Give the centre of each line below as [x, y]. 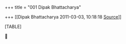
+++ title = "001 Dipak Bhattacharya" [43, 7]
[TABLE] [13, 26]
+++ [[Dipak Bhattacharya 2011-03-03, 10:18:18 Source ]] [63, 17]
